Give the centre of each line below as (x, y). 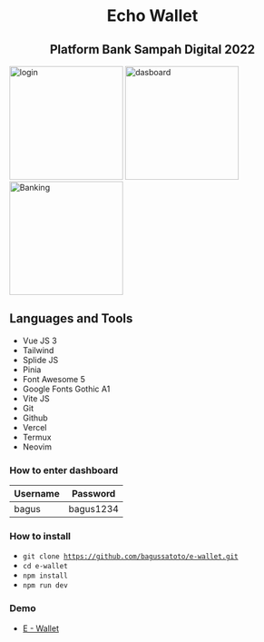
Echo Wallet (152, 16)
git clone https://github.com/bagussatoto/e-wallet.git (130, 557)
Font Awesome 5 (54, 379)
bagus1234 (94, 509)
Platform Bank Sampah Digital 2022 (152, 49)
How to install (40, 537)
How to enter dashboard (64, 470)
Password (93, 494)
